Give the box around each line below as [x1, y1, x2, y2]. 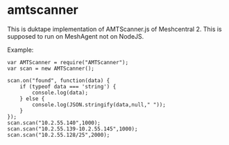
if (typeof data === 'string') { [19, 83, 117, 90]
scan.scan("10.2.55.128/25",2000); [7, 131, 110, 138]
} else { [19, 95, 45, 102]
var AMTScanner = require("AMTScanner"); [7, 59, 129, 66]
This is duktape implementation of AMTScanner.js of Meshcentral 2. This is [7, 25, 222, 33]
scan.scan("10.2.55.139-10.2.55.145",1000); [7, 125, 138, 133]
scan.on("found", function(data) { [7, 77, 110, 84]
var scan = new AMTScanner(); [7, 65, 95, 72]
